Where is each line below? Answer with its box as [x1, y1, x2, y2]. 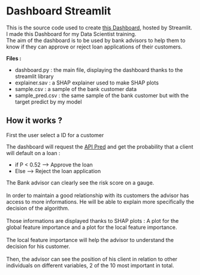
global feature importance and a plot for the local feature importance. [6, 223, 177, 231]
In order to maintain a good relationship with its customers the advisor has [6, 192, 189, 199]
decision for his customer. [6, 243, 71, 250]
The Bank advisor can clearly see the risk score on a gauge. [6, 179, 154, 186]
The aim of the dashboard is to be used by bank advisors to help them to [6, 37, 186, 44]
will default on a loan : [6, 149, 60, 156]
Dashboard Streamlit [6, 4, 111, 18]
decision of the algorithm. [6, 204, 70, 211]
